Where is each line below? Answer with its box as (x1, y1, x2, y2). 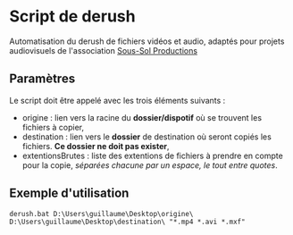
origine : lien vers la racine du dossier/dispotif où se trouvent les (21, 112, 262, 122)
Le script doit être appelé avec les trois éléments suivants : (9, 95, 226, 105)
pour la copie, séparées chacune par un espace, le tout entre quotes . (21, 159, 279, 171)
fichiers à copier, (21, 122, 85, 132)
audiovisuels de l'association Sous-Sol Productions (9, 45, 198, 55)
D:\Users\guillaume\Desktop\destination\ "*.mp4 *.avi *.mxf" (9, 217, 246, 226)
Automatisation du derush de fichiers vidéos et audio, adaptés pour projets (9, 36, 285, 46)
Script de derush (9, 6, 136, 27)
